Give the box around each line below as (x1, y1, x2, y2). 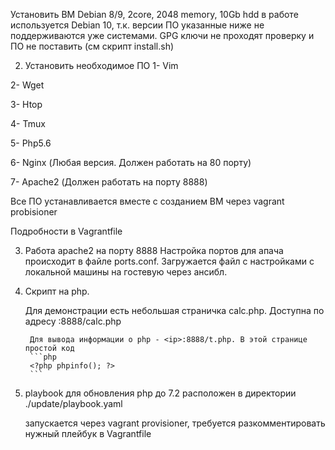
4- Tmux (10, 118, 46, 129)
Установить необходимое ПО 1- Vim (24, 60, 179, 71)
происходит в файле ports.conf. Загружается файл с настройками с (24, 255, 315, 267)
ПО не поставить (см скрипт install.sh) (10, 40, 175, 52)
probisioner (10, 206, 58, 218)
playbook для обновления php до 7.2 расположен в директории (24, 387, 297, 399)
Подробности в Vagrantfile (10, 225, 123, 237)
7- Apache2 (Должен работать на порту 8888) (10, 176, 208, 188)
